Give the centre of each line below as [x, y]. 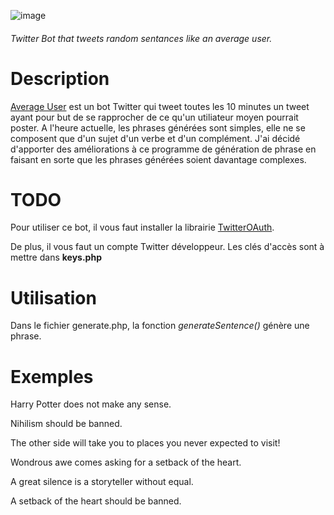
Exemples [52, 376]
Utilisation [53, 297]
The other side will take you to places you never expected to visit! [145, 443]
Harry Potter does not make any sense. [91, 404]
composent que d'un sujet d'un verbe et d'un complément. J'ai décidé [155, 138]
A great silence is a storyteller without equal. [102, 482]
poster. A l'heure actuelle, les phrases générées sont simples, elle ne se [158, 127]
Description [60, 78]
